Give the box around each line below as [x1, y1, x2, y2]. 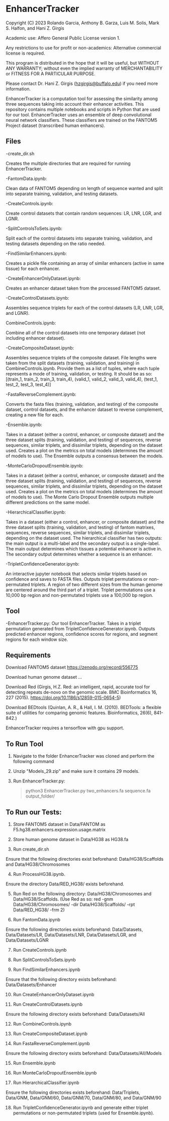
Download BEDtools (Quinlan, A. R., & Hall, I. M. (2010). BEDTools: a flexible [6, 705, 161, 711]
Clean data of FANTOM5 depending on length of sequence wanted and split [6, 185, 163, 191]
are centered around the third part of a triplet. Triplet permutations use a [6, 587, 155, 593]
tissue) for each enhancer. [6, 265, 60, 271]
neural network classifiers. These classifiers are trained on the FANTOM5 [6, 117, 157, 123]
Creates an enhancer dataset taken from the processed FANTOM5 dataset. [6, 285, 161, 291]
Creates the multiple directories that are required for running [6, 160, 131, 166]
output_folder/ [25, 793, 55, 799]
